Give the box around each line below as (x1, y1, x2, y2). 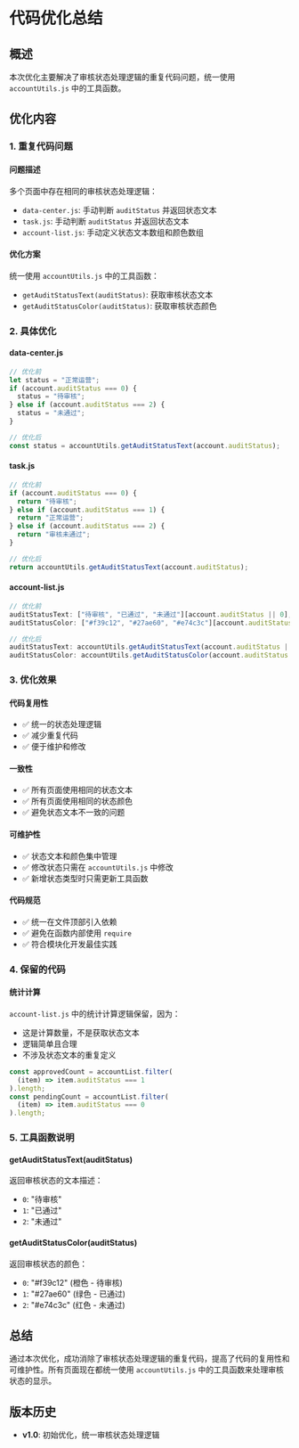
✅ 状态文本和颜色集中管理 (21, 850, 117, 861)
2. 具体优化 (9, 324, 57, 337)
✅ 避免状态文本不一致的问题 (21, 807, 125, 818)
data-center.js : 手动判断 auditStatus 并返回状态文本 (21, 204, 217, 215)
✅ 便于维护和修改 (21, 741, 86, 752)
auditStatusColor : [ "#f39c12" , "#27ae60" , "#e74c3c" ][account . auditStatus (9, 618, 293, 627)
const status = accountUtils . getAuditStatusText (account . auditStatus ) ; (9, 441, 280, 450)
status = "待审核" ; (17, 392, 85, 401)
